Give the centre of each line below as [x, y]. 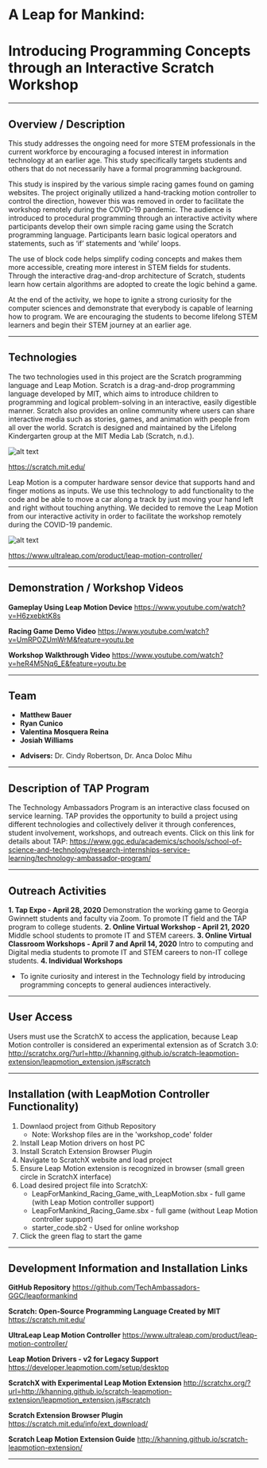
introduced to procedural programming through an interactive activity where [133, 217]
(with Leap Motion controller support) [93, 1202]
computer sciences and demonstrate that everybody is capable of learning [131, 307]
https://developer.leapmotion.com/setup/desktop [89, 1368]
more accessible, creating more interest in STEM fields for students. [120, 267]
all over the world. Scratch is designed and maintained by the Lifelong [122, 427]
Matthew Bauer [46, 715]
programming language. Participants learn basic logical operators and [122, 235]
